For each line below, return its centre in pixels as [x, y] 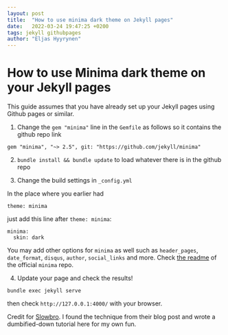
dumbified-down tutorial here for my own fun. [72, 324]
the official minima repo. [41, 265]
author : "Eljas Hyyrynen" [44, 39]
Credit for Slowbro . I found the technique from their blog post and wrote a [111, 317]
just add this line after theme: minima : [59, 219]
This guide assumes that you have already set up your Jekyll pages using [111, 106]
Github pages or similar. [41, 114]
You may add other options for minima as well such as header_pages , [103, 251]
